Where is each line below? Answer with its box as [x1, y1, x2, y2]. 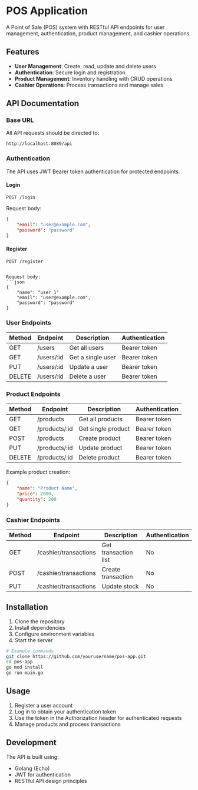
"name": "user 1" [16, 289, 60, 295]
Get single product [78, 425, 130, 433]
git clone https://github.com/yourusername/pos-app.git [6, 653, 146, 659]
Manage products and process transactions [14, 720, 121, 728]
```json [6, 279, 25, 285]
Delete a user [69, 372, 106, 381]
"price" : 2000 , [16, 491, 54, 497]
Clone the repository [14, 617, 65, 625]
